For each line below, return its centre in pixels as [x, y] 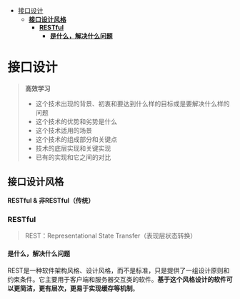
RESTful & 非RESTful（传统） [51, 200]
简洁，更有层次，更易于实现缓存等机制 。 [79, 288]
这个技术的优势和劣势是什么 [76, 121]
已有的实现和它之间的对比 [73, 157]
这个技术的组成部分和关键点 [76, 139]
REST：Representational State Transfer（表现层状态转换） [111, 236]
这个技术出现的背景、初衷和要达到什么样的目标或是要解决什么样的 [132, 103]
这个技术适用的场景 [64, 130]
